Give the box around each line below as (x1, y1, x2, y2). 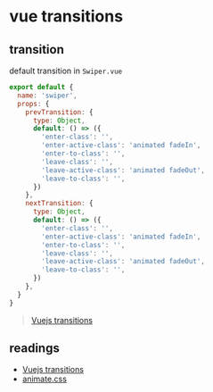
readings (9, 341, 60, 356)
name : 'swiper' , (17, 91, 78, 100)
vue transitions (9, 6, 123, 27)
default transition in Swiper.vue (9, 65, 123, 76)
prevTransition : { (25, 107, 94, 117)
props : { (17, 99, 50, 108)
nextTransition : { (25, 199, 94, 208)
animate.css (21, 373, 67, 385)
